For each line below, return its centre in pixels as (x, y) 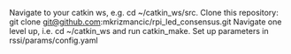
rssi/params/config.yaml (54, 40)
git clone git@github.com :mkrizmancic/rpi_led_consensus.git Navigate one (145, 22)
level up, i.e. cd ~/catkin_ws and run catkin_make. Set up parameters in (139, 31)
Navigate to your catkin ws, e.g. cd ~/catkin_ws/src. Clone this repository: (144, 13)
